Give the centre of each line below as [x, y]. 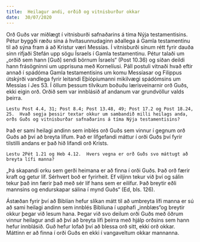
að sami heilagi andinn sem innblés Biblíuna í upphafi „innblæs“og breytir [96, 207]
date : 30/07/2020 [29, 17]
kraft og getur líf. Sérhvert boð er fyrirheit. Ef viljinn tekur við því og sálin [95, 176]
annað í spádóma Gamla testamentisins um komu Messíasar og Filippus [94, 72]
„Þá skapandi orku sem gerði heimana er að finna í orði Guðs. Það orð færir [98, 170]
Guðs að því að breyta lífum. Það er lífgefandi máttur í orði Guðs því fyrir [94, 137]
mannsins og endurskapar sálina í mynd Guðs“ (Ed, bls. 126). [81, 189]
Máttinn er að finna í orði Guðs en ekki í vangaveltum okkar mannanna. [93, 232]
